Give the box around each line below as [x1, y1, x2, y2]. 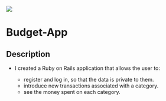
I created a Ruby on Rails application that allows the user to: [14, 65, 161, 72]
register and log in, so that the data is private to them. [23, 76, 154, 83]
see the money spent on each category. [23, 89, 121, 95]
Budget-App [6, 26, 68, 39]
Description [6, 49, 50, 59]
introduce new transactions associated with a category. [23, 82, 159, 89]
